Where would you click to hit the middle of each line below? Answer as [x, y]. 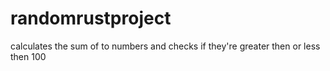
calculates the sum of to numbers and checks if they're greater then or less [165, 46]
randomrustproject [91, 18]
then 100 [28, 56]
